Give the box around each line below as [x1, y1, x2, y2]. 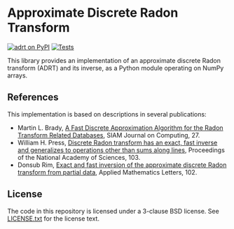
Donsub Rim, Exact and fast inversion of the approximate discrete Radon [17, 161, 227, 169]
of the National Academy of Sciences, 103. [17, 153, 141, 161]
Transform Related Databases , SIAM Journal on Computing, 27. [17, 131, 200, 139]
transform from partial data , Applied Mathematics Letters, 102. [17, 168, 198, 176]
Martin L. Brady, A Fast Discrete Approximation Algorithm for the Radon [17, 124, 223, 132]
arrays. [7, 71, 28, 80]
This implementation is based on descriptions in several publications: [7, 110, 207, 118]
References [7, 91, 59, 103]
